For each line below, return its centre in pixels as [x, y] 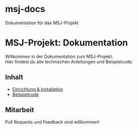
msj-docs [25, 9]
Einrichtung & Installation [38, 89]
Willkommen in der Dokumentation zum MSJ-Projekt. [59, 56]
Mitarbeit [20, 110]
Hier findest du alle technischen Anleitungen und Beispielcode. [69, 62]
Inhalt [14, 77]
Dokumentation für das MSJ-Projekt [42, 23]
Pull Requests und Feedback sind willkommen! [52, 122]
